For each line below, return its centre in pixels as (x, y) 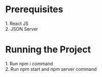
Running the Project (48, 50)
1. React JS (17, 23)
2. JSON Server (22, 29)
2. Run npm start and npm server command (51, 69)
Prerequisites (34, 9)
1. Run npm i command (29, 63)
